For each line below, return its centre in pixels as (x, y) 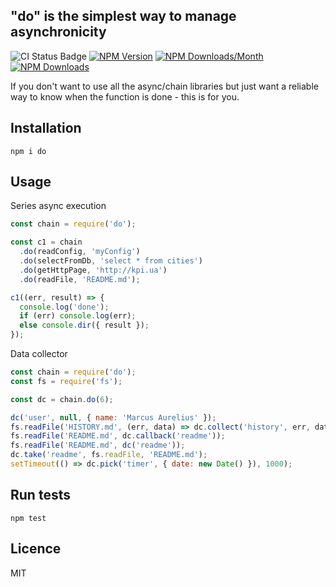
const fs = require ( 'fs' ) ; (66, 381)
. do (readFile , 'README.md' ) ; (80, 279)
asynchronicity (58, 32)
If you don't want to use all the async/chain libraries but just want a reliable (164, 86)
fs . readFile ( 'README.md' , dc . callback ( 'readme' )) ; (118, 436)
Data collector (39, 354)
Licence (36, 549)
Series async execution (58, 206)
